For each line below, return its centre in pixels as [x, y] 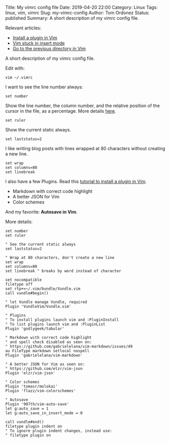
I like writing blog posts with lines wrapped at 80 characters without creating [85, 148]
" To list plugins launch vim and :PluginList [55, 324]
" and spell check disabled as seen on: [49, 342]
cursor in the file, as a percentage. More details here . [61, 111]
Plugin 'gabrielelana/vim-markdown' [44, 355]
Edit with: [15, 68]
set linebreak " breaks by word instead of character [63, 271]
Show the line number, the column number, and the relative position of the [82, 106]
